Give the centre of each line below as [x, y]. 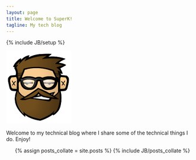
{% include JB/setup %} [36, 43]
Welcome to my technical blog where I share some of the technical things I [97, 133]
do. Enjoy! [18, 139]
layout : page [22, 12]
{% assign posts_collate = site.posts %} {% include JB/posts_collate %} [102, 151]
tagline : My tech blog [34, 25]
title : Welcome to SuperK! [39, 19]
